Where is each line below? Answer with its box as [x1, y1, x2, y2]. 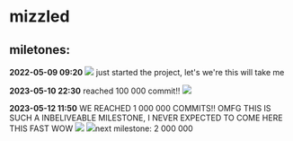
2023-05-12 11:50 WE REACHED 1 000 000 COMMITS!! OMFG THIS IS [9, 103, 271, 113]
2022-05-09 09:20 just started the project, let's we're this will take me [9, 67, 285, 77]
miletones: [9, 42, 70, 57]
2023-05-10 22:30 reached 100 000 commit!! [9, 85, 181, 96]
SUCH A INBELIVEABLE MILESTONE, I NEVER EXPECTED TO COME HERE [9, 112, 283, 123]
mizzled [9, 6, 70, 27]
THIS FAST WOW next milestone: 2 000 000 [9, 123, 193, 134]
